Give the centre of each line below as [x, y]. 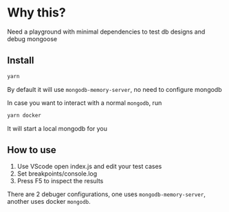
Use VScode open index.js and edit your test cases [89, 167]
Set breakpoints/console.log [57, 174]
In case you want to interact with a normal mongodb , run [85, 103]
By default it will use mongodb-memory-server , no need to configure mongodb [115, 89]
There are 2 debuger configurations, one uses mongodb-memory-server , [107, 194]
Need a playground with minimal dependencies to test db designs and [106, 32]
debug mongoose [32, 38]
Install [21, 61]
